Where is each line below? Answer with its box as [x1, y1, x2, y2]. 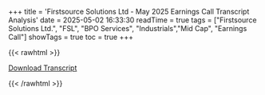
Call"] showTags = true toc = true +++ [8, 32, 134, 42]
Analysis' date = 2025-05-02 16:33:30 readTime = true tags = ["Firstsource [8, 15, 257, 25]
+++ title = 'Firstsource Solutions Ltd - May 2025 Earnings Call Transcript [8, 7, 250, 16]
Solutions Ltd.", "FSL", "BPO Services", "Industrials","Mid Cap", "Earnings [8, 24, 247, 33]
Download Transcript [8, 63, 77, 73]
